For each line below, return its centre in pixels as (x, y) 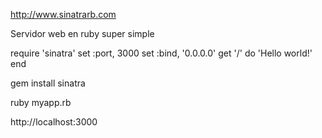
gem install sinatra (48, 83)
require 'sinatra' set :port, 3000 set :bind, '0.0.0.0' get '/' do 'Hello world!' (161, 53)
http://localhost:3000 (54, 122)
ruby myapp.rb (41, 102)
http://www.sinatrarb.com (63, 14)
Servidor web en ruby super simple (82, 33)
